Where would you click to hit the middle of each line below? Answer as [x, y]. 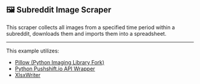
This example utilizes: [33, 51]
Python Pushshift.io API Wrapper [55, 69]
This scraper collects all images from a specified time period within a [91, 27]
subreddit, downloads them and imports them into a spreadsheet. [86, 33]
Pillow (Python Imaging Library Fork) [60, 62]
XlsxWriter [27, 75]
